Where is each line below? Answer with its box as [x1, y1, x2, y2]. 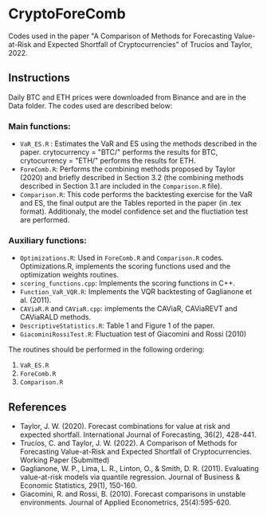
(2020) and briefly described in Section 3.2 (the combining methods [19, 173, 245, 183]
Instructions [8, 71, 70, 85]
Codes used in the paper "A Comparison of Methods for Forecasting [8, 31, 233, 41]
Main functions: [8, 120, 72, 132]
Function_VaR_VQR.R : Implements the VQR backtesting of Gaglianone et [19, 287, 253, 297]
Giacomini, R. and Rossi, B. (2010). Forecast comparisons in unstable [19, 489, 246, 499]
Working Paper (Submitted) [19, 455, 110, 465]
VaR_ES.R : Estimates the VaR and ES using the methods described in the [19, 139, 257, 148]
